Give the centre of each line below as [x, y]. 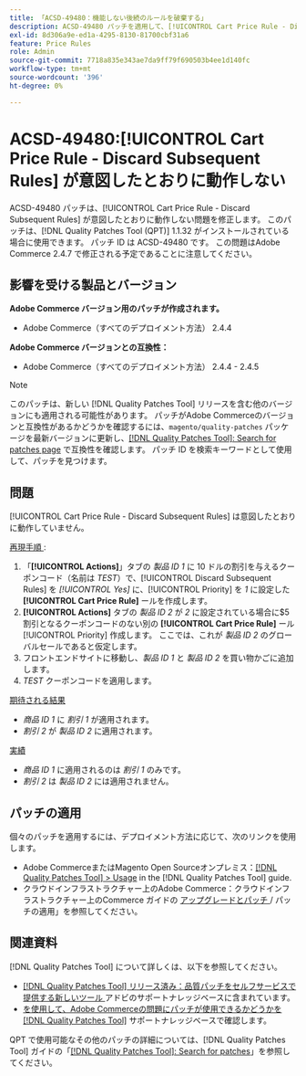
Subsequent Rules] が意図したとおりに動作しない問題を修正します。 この [147, 219]
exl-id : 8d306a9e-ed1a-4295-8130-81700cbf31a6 [99, 35]
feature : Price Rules [51, 43]
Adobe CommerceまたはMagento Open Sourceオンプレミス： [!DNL [150, 867]
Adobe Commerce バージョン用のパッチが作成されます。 [117, 309]
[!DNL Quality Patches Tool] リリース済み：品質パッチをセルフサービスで [159, 986]
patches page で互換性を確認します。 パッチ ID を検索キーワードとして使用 [151, 449]
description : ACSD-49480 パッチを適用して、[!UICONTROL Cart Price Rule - [148, 26]
